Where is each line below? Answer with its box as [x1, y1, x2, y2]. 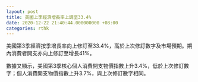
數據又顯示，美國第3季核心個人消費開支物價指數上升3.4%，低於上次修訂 [6, 62, 184, 70]
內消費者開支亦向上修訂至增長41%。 [6, 50, 95, 57]
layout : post [6, 8, 39, 15]
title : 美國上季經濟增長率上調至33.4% [6, 14, 92, 20]
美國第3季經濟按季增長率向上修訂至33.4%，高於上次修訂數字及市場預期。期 [6, 42, 193, 49]
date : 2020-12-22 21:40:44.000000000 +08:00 [6, 20, 118, 26]
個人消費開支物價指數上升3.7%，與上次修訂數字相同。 [16, 70, 149, 77]
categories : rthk [6, 25, 49, 31]
